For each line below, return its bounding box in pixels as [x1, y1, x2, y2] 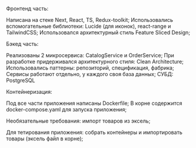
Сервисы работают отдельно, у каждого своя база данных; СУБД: [6, 71, 174, 77]
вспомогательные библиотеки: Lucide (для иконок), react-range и [6, 23, 171, 29]
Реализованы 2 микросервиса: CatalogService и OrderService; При [6, 52, 175, 58]
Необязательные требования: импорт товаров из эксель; [6, 117, 151, 124]
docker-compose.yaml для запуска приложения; [6, 106, 127, 113]
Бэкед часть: [6, 41, 39, 47]
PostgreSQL [6, 77, 35, 84]
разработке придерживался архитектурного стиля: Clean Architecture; [6, 58, 184, 65]
